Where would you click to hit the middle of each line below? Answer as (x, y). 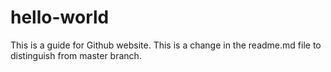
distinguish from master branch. (76, 55)
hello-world (60, 17)
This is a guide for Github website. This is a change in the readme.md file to (166, 45)
